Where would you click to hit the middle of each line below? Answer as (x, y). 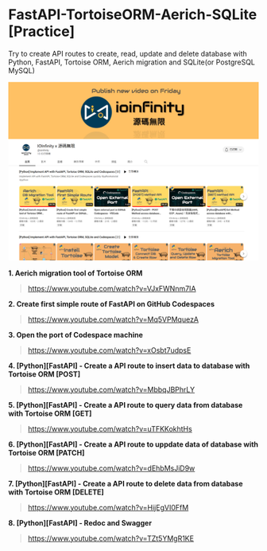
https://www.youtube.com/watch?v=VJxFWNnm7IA (112, 288)
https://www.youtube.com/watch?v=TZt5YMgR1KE (111, 538)
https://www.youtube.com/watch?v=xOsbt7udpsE (109, 350)
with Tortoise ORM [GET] (50, 413)
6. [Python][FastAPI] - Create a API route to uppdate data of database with (133, 444)
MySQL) (22, 70)
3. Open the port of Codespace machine (75, 334)
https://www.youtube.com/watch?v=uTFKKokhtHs (110, 428)
